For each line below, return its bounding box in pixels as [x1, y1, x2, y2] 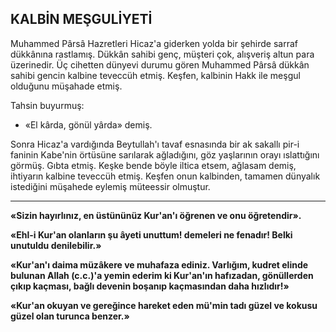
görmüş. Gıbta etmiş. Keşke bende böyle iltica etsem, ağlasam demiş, [10, 159, 297, 171]
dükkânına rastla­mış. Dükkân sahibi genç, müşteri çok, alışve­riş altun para [10, 48, 315, 60]
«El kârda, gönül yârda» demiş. [24, 118, 153, 131]
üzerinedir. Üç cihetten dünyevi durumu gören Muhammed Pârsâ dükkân [10, 58, 310, 71]
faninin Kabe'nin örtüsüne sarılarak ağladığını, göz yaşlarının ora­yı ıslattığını [10, 148, 320, 161]
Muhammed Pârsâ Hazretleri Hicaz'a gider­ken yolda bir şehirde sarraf [10, 37, 298, 49]
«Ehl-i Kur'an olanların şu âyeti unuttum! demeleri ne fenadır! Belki [10, 228, 293, 241]
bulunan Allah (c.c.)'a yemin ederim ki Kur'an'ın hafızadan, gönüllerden [10, 269, 314, 281]
